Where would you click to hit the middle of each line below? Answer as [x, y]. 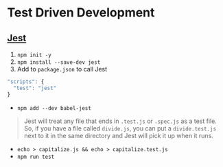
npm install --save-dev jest [59, 63]
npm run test [36, 157]
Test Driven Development [81, 13]
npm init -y [34, 55]
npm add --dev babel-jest [54, 108]
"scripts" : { [26, 82]
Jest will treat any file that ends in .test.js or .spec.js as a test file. [120, 121]
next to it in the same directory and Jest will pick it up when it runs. [119, 135]
